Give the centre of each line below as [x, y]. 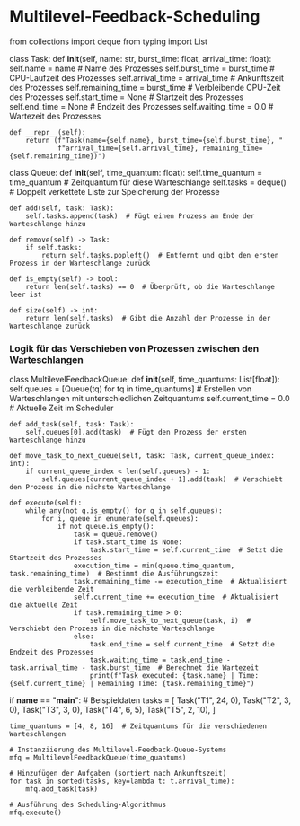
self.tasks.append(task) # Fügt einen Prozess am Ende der [140, 216]
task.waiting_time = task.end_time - [160, 660]
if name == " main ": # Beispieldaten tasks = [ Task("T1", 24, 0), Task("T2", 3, [150, 700]
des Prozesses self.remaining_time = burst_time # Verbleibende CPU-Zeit [145, 87]
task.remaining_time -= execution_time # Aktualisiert [180, 582]
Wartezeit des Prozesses [55, 116]
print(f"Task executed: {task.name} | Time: [174, 676]
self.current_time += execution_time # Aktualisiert [176, 598]
